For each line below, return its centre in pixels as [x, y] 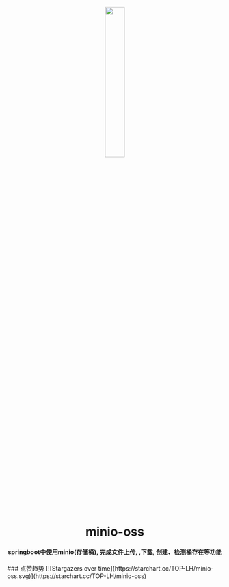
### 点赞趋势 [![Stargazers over [52, 569]
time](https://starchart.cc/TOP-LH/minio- [156, 569]
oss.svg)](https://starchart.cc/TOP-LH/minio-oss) [77, 576]
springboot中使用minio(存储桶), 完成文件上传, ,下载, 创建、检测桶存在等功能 [115, 552]
